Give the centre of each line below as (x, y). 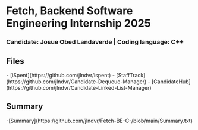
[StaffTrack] (131, 75)
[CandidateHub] (171, 82)
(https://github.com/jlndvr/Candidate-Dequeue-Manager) (76, 82)
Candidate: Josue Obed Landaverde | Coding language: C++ (95, 42)
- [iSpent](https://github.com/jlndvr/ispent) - (60, 75)
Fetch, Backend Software (70, 11)
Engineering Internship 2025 (78, 23)
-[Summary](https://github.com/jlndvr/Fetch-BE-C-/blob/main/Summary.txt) (100, 121)
